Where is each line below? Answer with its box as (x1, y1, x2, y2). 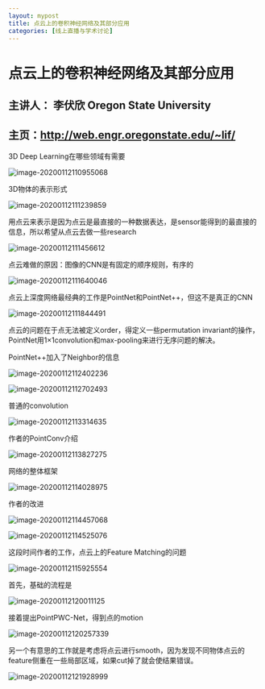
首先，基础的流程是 (8, 579, 72, 589)
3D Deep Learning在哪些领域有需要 (8, 151, 126, 161)
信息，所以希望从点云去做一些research (8, 226, 137, 236)
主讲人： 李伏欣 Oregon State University (8, 98, 212, 112)
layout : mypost (8, 11, 60, 20)
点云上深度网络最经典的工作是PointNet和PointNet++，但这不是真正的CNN (8, 292, 254, 302)
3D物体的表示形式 (8, 184, 68, 193)
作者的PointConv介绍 (8, 433, 79, 443)
